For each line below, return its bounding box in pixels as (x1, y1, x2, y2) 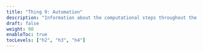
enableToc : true (6, 32, 47, 38)
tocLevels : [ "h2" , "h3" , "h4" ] (6, 37, 86, 43)
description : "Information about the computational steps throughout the (6, 15, 198, 21)
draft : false (6, 20, 40, 26)
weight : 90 (6, 26, 34, 32)
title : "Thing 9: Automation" (6, 9, 83, 15)
